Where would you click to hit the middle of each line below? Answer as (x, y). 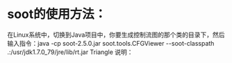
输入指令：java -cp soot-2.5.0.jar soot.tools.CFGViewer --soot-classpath (111, 43)
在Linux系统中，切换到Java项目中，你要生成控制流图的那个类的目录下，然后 (116, 35)
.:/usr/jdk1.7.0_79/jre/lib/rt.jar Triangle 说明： (70, 52)
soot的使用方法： (57, 14)
